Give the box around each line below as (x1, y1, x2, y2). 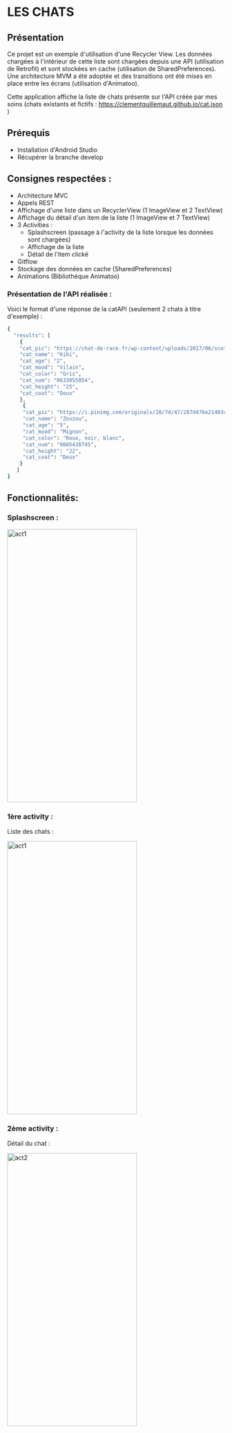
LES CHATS (7, 4, 75, 20)
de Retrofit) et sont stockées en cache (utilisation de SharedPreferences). (7, 65, 216, 72)
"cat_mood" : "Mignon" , (22, 428, 88, 435)
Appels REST (17, 198, 55, 207)
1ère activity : (7, 812, 54, 821)
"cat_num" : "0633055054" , (19, 377, 95, 384)
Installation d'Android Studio (17, 146, 98, 154)
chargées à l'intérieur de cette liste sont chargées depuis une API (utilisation (7, 57, 224, 66)
